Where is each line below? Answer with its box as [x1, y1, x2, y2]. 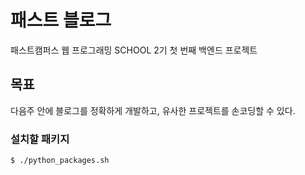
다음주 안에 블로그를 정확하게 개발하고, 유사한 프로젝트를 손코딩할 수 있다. [10, 104, 296, 116]
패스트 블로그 [10, 9, 112, 32]
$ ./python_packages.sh [10, 156, 110, 166]
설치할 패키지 [10, 132, 70, 146]
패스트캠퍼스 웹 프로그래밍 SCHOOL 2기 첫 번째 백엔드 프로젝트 [10, 44, 258, 56]
